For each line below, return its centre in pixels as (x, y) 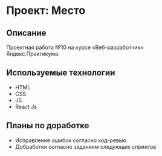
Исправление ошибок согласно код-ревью (71, 140)
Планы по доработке (48, 125)
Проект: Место (46, 11)
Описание (26, 33)
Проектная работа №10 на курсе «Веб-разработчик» (75, 47)
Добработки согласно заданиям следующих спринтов (86, 146)
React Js (26, 106)
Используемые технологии (61, 73)
